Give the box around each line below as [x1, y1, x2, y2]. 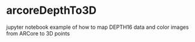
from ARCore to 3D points [6, 29, 70, 37]
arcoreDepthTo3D [6, 4, 97, 17]
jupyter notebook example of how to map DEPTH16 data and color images [6, 23, 189, 31]
